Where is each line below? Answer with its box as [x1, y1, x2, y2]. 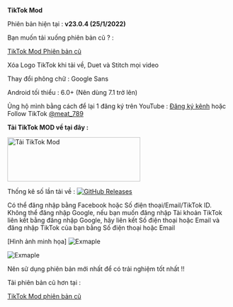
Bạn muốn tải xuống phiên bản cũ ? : [7, 33, 115, 42]
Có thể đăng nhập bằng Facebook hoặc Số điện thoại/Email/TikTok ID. [7, 201, 212, 209]
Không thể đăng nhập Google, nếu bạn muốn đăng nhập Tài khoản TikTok [7, 209, 223, 216]
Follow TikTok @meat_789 [7, 110, 84, 117]
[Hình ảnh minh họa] [7, 237, 67, 245]
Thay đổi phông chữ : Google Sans [7, 74, 108, 83]
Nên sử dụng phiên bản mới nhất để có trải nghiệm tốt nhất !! [7, 265, 186, 273]
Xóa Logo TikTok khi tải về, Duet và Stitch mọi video [7, 61, 159, 69]
